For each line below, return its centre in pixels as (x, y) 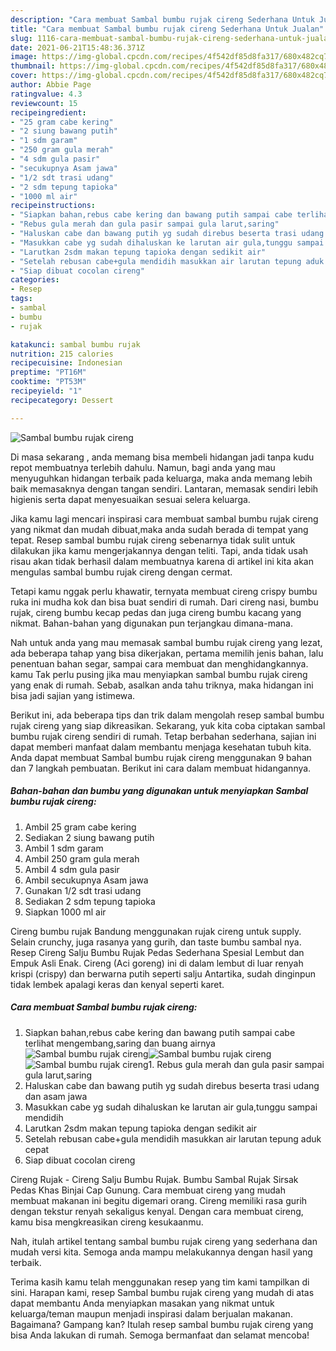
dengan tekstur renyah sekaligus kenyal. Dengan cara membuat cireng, (157, 1211)
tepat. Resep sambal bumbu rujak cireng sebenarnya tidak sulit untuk (153, 540)
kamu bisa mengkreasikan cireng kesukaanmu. (107, 1222)
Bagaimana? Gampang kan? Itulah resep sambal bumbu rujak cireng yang (162, 1324)
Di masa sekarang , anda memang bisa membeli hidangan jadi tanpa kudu (162, 457)
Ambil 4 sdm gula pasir (72, 869)
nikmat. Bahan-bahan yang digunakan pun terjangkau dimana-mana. (151, 623)
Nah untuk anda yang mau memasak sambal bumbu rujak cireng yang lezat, (166, 642)
